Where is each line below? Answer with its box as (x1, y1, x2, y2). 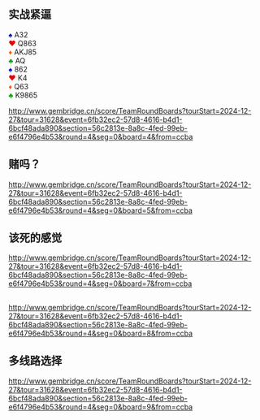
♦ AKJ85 (8, 47, 37, 57)
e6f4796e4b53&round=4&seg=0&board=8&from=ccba (8, 328, 193, 338)
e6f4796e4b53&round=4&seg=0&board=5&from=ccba (8, 206, 193, 215)
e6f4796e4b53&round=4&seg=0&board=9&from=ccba (8, 401, 193, 412)
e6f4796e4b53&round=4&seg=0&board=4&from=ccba (8, 132, 193, 141)
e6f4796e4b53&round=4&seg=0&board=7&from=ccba (8, 279, 193, 288)
